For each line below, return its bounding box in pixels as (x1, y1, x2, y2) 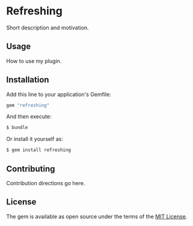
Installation (6, 75, 49, 85)
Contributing (6, 164, 55, 174)
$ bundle (6, 125, 28, 131)
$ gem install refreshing (6, 147, 71, 153)
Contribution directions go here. (6, 180, 85, 186)
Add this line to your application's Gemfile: (6, 91, 111, 98)
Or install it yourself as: (6, 135, 63, 143)
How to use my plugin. (6, 57, 62, 64)
